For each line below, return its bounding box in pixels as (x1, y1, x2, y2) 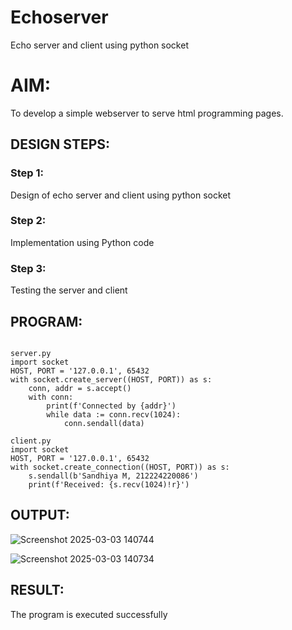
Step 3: (10, 261, 47, 275)
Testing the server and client (10, 284, 128, 296)
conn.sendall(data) (63, 418, 145, 428)
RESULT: (10, 582, 65, 599)
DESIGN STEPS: (10, 136, 111, 153)
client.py (10, 436, 52, 446)
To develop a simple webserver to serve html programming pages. (10, 107, 284, 119)
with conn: (28, 392, 74, 402)
